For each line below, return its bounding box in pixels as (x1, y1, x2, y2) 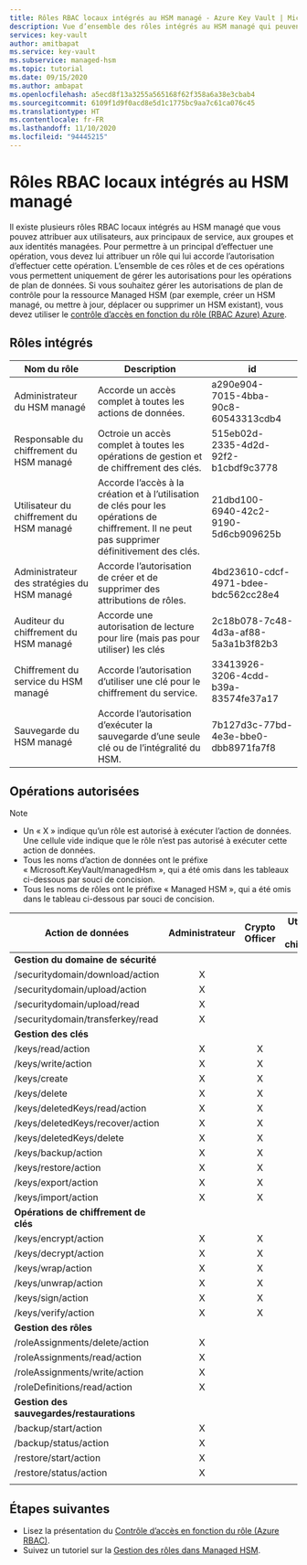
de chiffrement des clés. (97, 461, 202, 474)
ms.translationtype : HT (9, 107, 101, 116)
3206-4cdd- (211, 669, 270, 682)
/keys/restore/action (14, 1162, 101, 1175)
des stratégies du (14, 577, 89, 590)
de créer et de (97, 570, 158, 583)
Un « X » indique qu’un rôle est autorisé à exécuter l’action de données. (22, 825, 292, 836)
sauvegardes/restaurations (14, 1407, 135, 1420)
